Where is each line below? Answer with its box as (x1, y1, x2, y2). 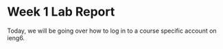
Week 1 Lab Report (7, 4, 115, 20)
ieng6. (7, 33, 25, 42)
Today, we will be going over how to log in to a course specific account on (7, 27, 218, 35)
